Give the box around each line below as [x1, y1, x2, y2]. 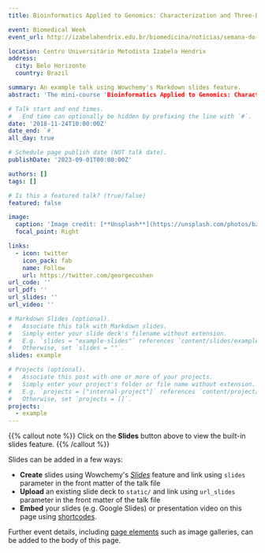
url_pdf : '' [8, 286, 47, 294]
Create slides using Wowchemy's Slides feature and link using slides [19, 470, 246, 480]
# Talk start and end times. [8, 105, 104, 113]
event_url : [8, 33, 44, 41]
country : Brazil [15, 69, 69, 77]
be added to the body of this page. [8, 536, 121, 545]
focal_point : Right [15, 228, 80, 236]
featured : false [8, 199, 62, 207]
